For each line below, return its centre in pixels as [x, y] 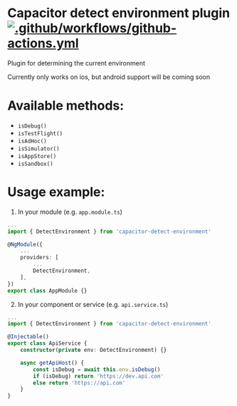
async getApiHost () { [52, 363]
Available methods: [66, 106]
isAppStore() [37, 156]
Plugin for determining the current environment [77, 63]
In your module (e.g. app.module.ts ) [70, 212]
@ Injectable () [28, 337]
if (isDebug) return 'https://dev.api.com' [98, 376]
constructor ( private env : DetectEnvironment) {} [94, 350]
